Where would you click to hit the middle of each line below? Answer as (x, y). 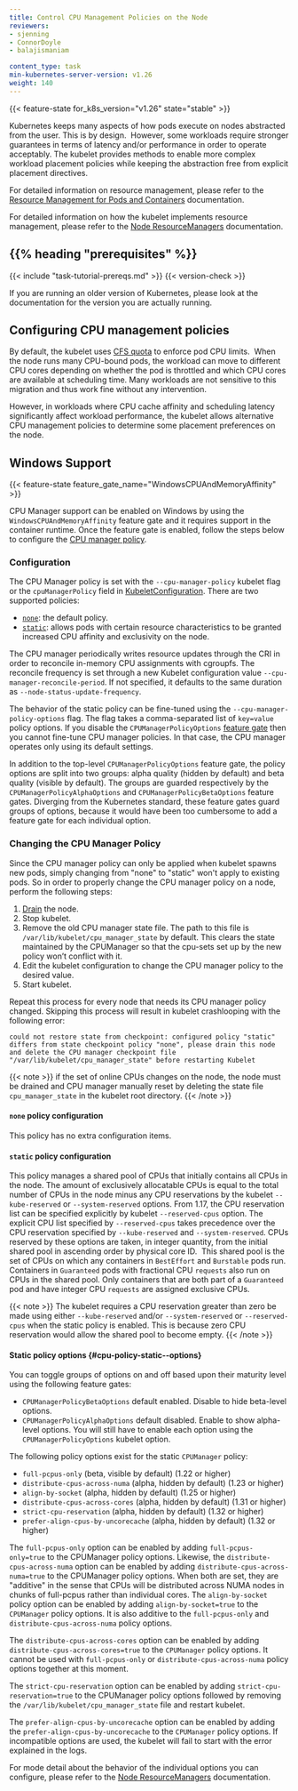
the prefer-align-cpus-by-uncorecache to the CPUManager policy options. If (144, 1731)
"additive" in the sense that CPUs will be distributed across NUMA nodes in (147, 1586)
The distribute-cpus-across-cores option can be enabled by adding (134, 1641)
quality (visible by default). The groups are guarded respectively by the (139, 783)
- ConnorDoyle (35, 42)
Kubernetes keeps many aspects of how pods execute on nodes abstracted (147, 125)
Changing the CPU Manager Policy (85, 844)
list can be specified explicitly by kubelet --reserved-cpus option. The (136, 1214)
